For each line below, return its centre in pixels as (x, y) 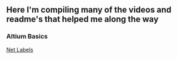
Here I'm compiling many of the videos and (89, 10)
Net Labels (20, 49)
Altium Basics (27, 37)
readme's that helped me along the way (82, 20)
